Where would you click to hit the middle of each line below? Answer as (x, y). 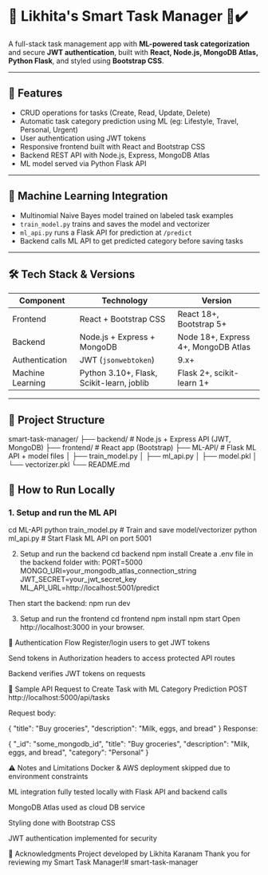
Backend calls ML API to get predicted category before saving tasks (131, 240)
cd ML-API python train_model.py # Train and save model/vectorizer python (133, 529)
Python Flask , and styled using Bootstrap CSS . (87, 61)
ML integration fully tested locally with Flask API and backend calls (118, 791)
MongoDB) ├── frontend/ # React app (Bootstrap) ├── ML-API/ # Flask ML (132, 448)
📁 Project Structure (57, 420)
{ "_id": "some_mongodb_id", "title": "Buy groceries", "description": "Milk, (129, 743)
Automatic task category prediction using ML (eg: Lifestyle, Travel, (129, 121)
